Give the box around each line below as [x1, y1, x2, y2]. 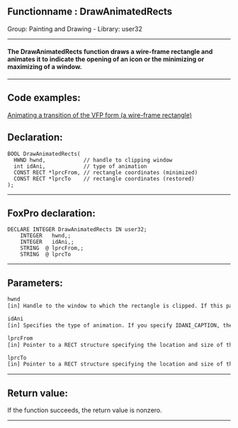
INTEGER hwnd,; [20, 232, 72, 240]
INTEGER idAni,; [20, 238, 74, 246]
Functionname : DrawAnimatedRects [7, 6, 173, 18]
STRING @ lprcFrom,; [20, 245, 84, 252]
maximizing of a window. [7, 63, 83, 71]
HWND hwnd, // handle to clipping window [13, 156, 173, 164]
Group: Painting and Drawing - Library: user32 [7, 24, 143, 33]
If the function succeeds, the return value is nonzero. [7, 406, 163, 414]
